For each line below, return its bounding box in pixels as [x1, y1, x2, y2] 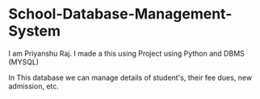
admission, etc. [8, 81, 59, 91]
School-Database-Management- [8, 5, 233, 23]
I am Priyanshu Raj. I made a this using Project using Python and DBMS [8, 48, 245, 58]
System [8, 22, 61, 40]
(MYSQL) [8, 57, 39, 67]
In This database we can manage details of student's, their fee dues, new [8, 72, 253, 82]
